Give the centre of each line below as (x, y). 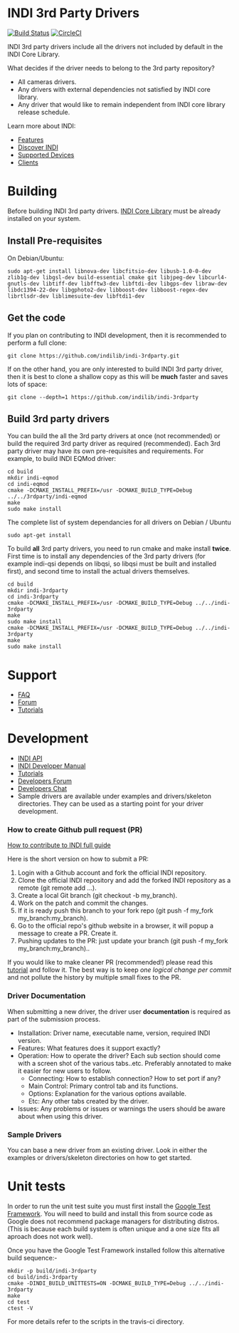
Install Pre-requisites (55, 241)
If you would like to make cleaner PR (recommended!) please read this (110, 963)
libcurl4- (213, 277)
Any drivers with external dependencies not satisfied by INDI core (114, 89)
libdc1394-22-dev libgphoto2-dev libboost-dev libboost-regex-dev (108, 290)
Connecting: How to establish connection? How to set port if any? (124, 1078)
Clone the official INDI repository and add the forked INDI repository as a (124, 881)
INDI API (30, 758)
